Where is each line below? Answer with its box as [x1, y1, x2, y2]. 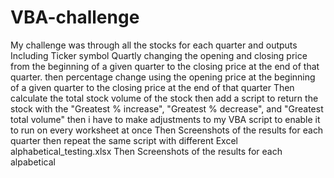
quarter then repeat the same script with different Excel [10, 134, 238, 146]
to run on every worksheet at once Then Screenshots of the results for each [10, 124, 324, 136]
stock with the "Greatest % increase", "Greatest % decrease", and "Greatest [10, 102, 324, 115]
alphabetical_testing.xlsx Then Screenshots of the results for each [10, 145, 283, 157]
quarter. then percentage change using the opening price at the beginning [10, 71, 316, 83]
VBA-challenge [10, 6, 140, 29]
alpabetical [10, 156, 56, 168]
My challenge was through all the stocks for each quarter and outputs [10, 39, 298, 51]
